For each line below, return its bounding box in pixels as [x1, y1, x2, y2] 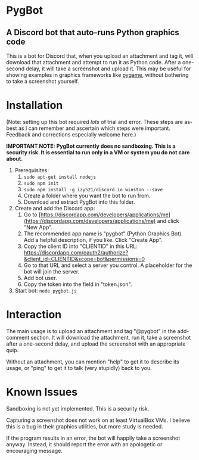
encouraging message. [6, 447, 63, 454]
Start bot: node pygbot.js [14, 287, 77, 294]
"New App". [23, 223, 52, 231]
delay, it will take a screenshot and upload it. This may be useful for [26, 65, 191, 72]
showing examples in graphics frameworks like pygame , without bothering [6, 72, 189, 78]
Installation [6, 99, 63, 112]
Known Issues [6, 386, 78, 399]
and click [157, 217, 180, 224]
